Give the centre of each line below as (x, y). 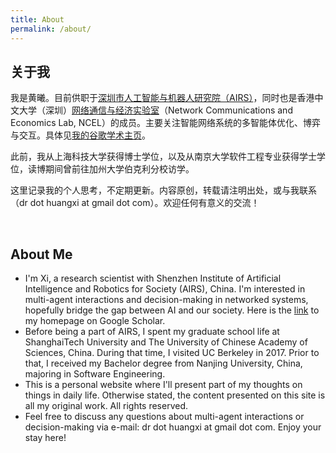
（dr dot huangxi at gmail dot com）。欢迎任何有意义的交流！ (135, 203)
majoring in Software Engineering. (95, 374)
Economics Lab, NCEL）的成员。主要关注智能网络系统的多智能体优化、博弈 (165, 123)
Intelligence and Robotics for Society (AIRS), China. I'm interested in (165, 289)
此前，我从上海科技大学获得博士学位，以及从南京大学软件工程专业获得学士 (163, 157)
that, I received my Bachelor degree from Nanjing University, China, (163, 363)
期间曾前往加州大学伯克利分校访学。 (119, 169)
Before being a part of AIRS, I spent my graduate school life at (152, 332)
